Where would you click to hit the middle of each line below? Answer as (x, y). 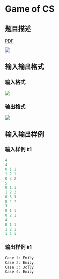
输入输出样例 (25, 134)
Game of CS (30, 9)
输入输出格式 (25, 67)
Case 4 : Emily (20, 272)
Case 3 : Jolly (20, 267)
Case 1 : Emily (20, 258)
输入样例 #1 (18, 149)
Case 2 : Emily (20, 262)
